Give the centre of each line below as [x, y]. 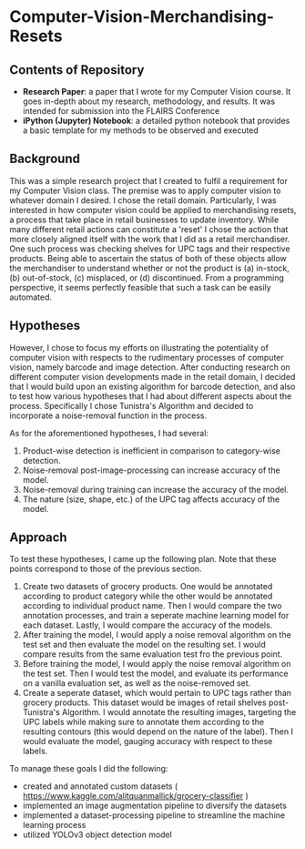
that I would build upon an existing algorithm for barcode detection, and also [152, 386]
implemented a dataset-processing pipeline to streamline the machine [153, 815]
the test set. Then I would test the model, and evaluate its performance [155, 674]
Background [45, 159]
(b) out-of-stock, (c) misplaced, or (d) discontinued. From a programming [147, 277]
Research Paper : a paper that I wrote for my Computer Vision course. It [157, 92]
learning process [54, 825]
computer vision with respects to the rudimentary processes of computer [147, 357]
